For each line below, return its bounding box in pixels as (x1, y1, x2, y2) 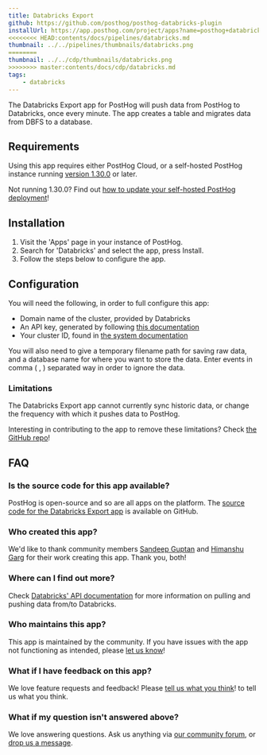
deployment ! (8, 193, 49, 203)
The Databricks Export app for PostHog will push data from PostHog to (8, 100, 241, 110)
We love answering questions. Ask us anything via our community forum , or (8, 730, 256, 739)
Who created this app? (8, 526, 98, 537)
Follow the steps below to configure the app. (19, 254, 166, 264)
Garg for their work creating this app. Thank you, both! (8, 553, 187, 563)
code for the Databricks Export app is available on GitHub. (8, 506, 199, 516)
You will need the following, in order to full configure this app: (8, 298, 210, 308)
